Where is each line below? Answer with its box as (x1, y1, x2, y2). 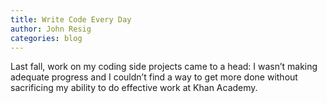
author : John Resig (10, 24, 92, 34)
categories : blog (10, 33, 83, 43)
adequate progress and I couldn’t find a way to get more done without (10, 71, 298, 83)
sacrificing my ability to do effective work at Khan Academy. (10, 82, 258, 94)
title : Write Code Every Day (10, 14, 132, 25)
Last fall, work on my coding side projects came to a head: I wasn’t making (10, 61, 318, 73)
